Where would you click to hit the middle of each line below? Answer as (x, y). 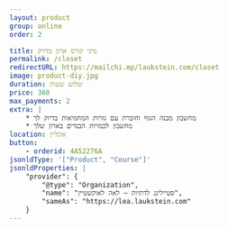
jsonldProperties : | (48, 168)
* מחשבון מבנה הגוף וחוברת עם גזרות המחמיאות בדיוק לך (111, 118)
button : (24, 143)
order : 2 (26, 34)
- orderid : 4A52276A (64, 151)
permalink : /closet (46, 59)
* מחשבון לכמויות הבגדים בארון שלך (79, 126)
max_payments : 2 (40, 101)
